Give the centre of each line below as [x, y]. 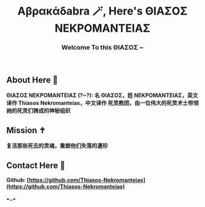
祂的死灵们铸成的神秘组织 [38, 111]
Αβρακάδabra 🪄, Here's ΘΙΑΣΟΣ [103, 11]
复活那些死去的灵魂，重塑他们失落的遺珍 [57, 146]
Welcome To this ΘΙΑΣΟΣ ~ [103, 48]
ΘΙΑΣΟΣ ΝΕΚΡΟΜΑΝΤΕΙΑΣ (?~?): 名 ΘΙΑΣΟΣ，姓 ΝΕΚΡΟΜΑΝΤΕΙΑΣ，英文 [102, 95]
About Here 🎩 [32, 80]
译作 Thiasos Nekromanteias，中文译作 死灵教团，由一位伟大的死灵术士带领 [103, 103]
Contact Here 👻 [36, 165]
